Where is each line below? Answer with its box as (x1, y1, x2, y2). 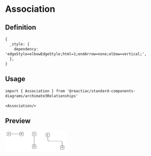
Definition (5, 23, 36, 32)
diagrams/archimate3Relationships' (5, 93, 78, 98)
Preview (5, 117, 31, 125)
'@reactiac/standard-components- (67, 88, 136, 93)
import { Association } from (5, 88, 65, 93)
